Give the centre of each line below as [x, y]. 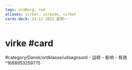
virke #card [29, 43]
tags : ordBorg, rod [25, 10]
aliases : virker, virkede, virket [41, 14]
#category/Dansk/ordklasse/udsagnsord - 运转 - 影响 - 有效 [66, 58]
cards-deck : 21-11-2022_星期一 [36, 19]
